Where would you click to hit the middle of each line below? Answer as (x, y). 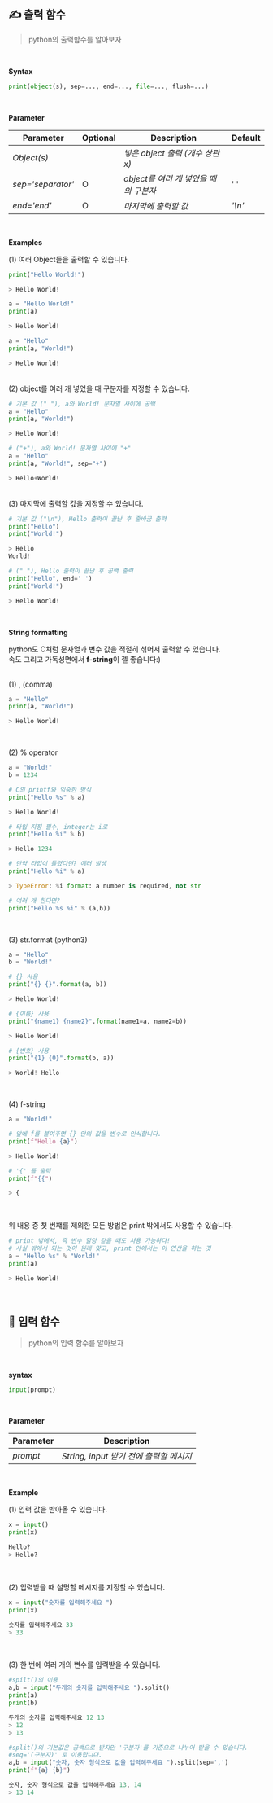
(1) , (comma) (30, 684)
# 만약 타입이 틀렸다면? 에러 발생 (58, 864)
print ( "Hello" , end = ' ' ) (50, 578)
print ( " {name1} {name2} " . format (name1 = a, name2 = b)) (97, 1021)
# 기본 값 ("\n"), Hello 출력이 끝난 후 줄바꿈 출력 (87, 519)
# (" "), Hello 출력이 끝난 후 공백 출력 (71, 571)
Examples (26, 242)
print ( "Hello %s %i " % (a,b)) (60, 908)
